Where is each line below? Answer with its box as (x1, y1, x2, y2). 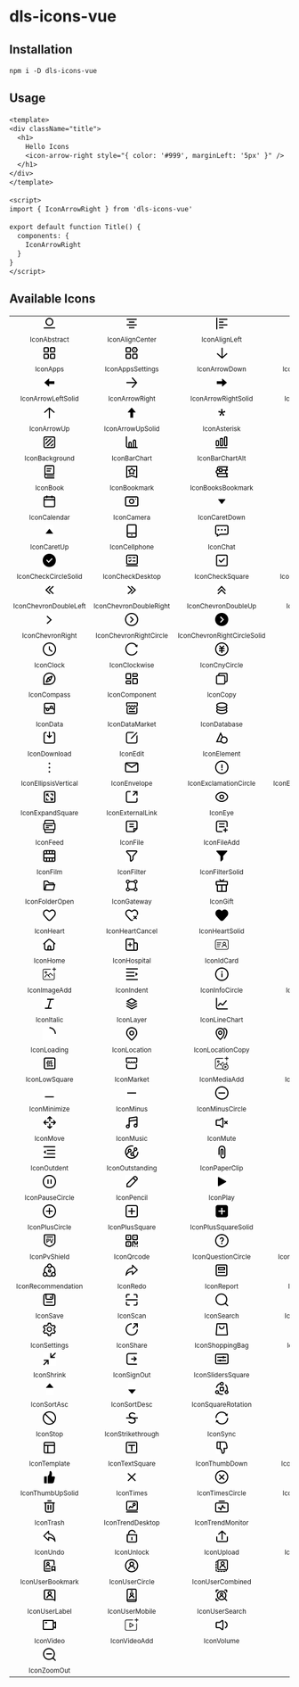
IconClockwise (109, 660, 155, 670)
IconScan (117, 1311, 147, 1320)
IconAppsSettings (104, 365, 159, 374)
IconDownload (27, 749, 72, 758)
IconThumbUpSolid (20, 1489, 79, 1498)
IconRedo (117, 1282, 147, 1291)
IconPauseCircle (24, 1193, 75, 1202)
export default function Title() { (9, 222, 141, 231)
